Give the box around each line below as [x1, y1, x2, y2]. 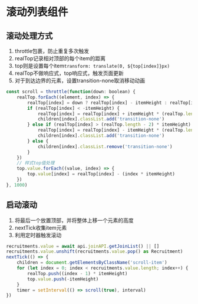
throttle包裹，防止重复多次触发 [14, 48, 90, 54]
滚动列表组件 [6, 5, 69, 19]
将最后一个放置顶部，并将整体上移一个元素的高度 [14, 217, 134, 224]
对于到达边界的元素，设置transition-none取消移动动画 [14, 77, 146, 84]
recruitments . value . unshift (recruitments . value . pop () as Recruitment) [6, 249, 183, 254]
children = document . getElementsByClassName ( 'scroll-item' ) [16, 260, 167, 266]
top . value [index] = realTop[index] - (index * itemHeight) [27, 171, 176, 177]
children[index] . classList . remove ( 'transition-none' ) [37, 143, 173, 149]
